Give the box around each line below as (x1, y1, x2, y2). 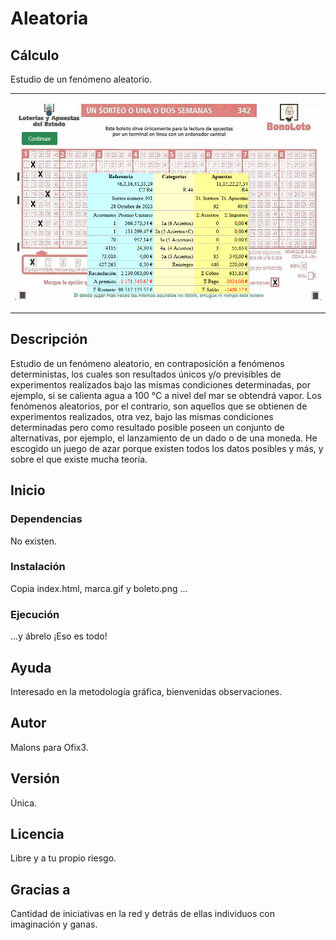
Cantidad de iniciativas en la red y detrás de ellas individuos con (10, 908, 275, 920)
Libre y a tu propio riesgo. (10, 852, 117, 864)
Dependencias (10, 512, 83, 526)
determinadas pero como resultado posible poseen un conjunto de (10, 421, 285, 433)
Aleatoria (10, 7, 89, 30)
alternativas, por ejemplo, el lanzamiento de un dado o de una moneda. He (10, 432, 318, 444)
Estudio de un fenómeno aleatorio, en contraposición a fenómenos (10, 357, 285, 369)
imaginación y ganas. (10, 918, 98, 931)
